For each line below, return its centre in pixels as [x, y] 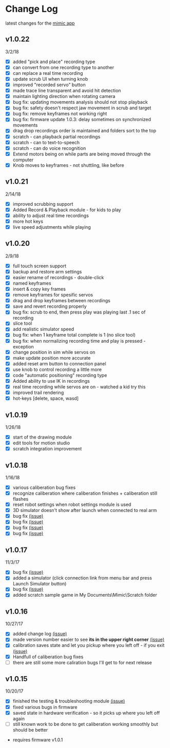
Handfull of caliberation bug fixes [48, 657]
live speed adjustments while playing [52, 227]
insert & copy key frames [39, 289]
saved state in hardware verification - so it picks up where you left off [86, 713]
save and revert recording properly [50, 306]
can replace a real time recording [48, 73]
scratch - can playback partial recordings [56, 136]
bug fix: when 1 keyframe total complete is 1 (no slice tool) [74, 335]
